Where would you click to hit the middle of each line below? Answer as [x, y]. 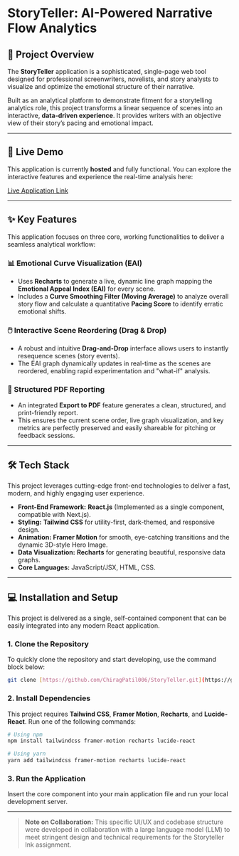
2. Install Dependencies [49, 698]
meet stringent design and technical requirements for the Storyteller [124, 838]
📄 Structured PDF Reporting [56, 390]
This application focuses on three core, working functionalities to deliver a [116, 237]
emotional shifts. [42, 311]
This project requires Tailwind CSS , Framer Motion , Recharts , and [105, 714]
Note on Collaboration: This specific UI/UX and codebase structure [124, 822]
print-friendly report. [48, 412]
